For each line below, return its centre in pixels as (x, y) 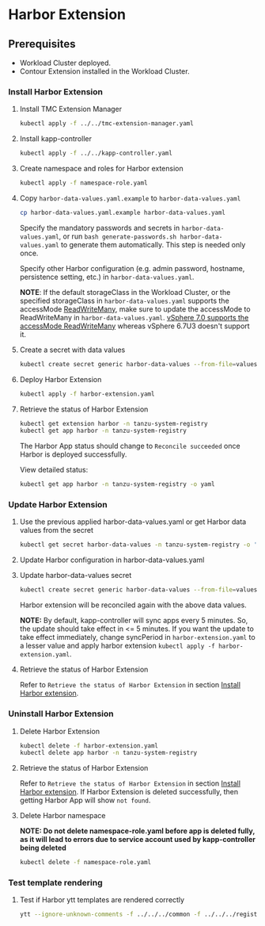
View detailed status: (54, 470)
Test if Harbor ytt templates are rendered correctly (102, 900)
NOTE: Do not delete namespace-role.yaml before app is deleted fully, (137, 831)
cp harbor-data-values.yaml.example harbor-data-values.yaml (123, 212)
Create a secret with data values (72, 350)
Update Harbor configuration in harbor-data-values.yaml (112, 560)
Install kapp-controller (56, 139)
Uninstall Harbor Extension (61, 714)
